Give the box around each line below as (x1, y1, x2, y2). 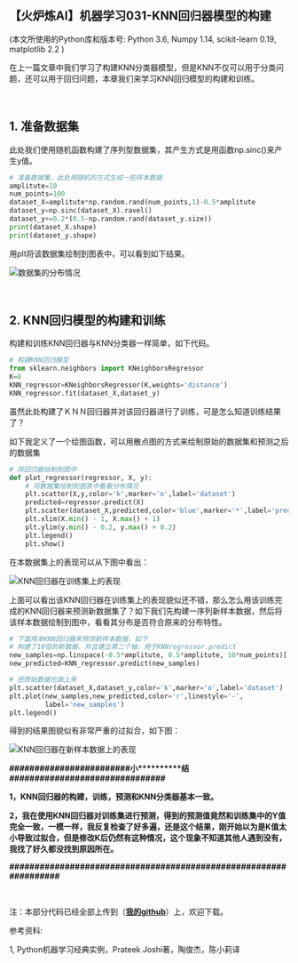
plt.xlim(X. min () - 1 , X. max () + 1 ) (25, 515, 161, 524)
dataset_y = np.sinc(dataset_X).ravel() (9, 206, 153, 215)
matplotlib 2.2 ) (9, 44, 65, 54)
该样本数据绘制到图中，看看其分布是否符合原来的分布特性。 (9, 616, 227, 627)
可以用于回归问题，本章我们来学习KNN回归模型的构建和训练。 (32, 73, 260, 84)
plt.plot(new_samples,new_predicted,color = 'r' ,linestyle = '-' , (9, 692, 244, 701)
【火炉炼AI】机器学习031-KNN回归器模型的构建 (9, 8, 272, 24)
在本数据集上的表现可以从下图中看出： (9, 557, 149, 567)
